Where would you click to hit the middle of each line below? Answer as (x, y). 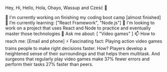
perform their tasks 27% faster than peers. (49, 64)
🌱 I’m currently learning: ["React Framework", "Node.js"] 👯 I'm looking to (80, 23)
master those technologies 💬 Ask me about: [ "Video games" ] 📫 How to (80, 33)
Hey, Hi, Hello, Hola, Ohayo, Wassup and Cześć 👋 (56, 8)
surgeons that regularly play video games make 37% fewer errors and (77, 59)
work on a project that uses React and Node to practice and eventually (78, 28)
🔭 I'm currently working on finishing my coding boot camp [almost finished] (83, 17)
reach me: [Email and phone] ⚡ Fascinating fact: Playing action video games (84, 41)
